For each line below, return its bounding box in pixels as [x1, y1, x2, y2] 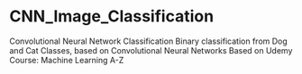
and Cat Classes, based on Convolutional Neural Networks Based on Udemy [9, 45, 293, 55]
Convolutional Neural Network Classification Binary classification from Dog [9, 36, 288, 46]
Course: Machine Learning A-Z [9, 54, 124, 65]
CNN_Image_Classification [9, 6, 215, 27]
